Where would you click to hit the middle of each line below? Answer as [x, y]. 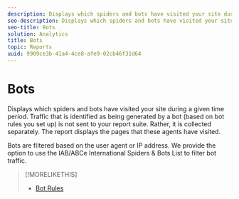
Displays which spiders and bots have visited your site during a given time [116, 108]
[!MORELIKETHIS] [51, 174]
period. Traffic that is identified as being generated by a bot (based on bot [116, 116]
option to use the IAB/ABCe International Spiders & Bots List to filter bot [112, 153]
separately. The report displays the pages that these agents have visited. [114, 131]
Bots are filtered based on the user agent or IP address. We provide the [112, 145]
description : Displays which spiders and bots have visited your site [114, 14]
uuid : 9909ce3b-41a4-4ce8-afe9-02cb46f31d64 [74, 54]
